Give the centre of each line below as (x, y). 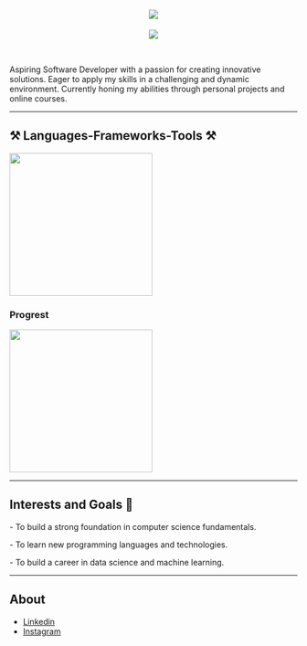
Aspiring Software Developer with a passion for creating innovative (135, 69)
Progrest (29, 314)
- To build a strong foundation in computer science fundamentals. (133, 526)
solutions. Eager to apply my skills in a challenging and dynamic (129, 79)
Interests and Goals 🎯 (72, 505)
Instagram (42, 631)
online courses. (38, 98)
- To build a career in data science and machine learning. (117, 562)
